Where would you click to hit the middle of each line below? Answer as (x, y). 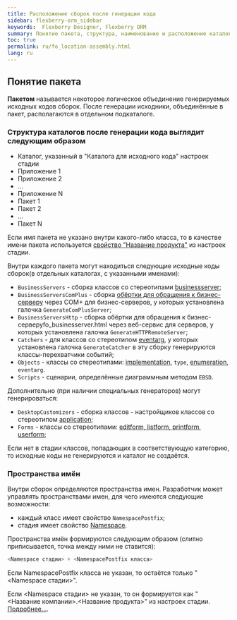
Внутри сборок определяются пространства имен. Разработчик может (115, 489)
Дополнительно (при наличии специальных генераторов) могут (104, 390)
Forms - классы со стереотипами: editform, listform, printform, (109, 427)
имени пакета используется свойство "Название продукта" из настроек (116, 245)
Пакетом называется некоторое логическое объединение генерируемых (119, 99)
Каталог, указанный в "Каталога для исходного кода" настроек (113, 156)
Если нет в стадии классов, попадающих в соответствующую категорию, (119, 448)
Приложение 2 (39, 178)
